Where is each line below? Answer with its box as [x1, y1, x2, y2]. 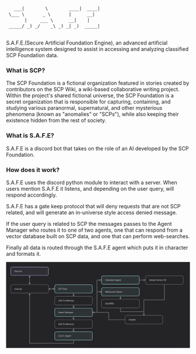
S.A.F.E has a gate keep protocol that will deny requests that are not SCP [6, 202, 181, 209]
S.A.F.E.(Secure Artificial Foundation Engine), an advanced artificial [6, 39, 168, 46]
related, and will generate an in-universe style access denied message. [6, 209, 177, 216]
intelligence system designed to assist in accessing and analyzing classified [6, 46, 188, 52]
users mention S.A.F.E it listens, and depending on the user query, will [6, 185, 174, 192]
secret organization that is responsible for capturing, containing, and [6, 98, 171, 105]
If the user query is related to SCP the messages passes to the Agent [6, 220, 172, 227]
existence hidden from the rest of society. [6, 117, 107, 124]
